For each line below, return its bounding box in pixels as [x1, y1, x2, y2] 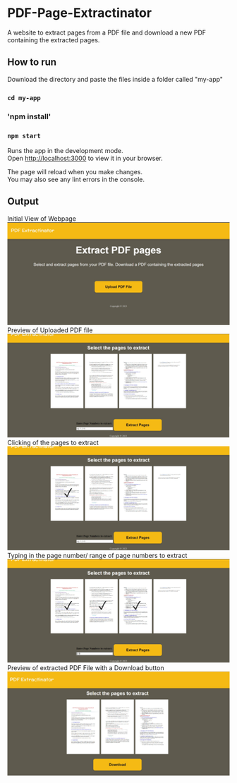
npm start [7, 132, 41, 140]
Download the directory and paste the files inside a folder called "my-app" [7, 75, 224, 83]
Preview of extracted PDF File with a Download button [7, 664, 164, 672]
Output [7, 195, 39, 207]
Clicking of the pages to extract [7, 439, 99, 447]
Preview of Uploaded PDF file [7, 326, 93, 334]
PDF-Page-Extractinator [7, 5, 152, 21]
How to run [7, 56, 57, 68]
